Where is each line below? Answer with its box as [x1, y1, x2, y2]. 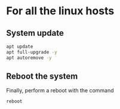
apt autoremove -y [6, 55, 52, 61]
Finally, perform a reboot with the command [6, 87, 115, 94]
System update [6, 28, 64, 38]
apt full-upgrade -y [6, 49, 58, 55]
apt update [6, 43, 33, 49]
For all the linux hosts [6, 4, 115, 18]
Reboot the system [6, 71, 78, 82]
